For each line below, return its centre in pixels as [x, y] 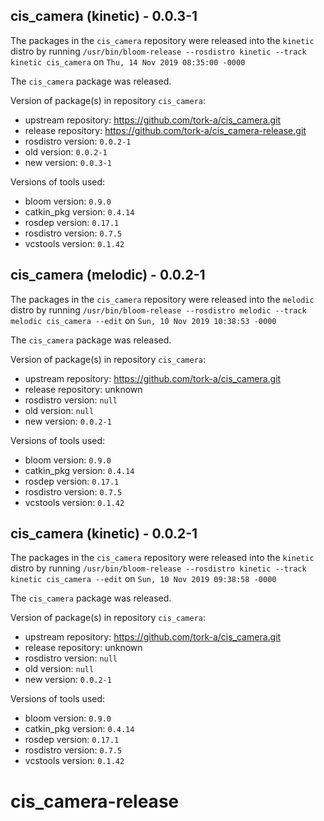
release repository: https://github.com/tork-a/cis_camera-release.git [165, 130]
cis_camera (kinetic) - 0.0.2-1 [104, 534]
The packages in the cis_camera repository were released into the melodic [162, 299]
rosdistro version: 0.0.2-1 [78, 141]
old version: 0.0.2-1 [66, 151]
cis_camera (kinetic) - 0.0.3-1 [104, 16]
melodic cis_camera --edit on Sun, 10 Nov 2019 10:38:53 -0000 [143, 320]
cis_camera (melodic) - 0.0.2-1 [108, 275]
